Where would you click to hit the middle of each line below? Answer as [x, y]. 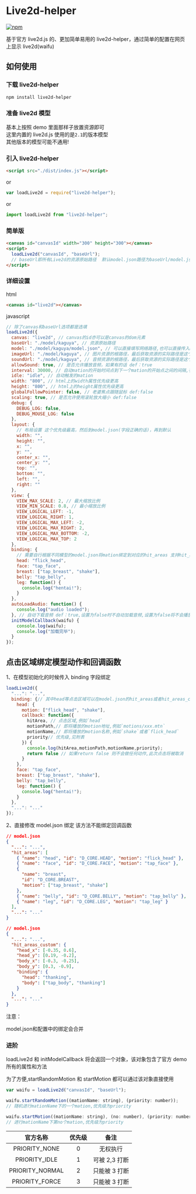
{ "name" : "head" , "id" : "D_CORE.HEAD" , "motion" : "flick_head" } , [100, 858]
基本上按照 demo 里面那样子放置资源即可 [55, 127]
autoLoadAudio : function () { [47, 604]
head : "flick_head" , [41, 561]
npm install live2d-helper [39, 97]
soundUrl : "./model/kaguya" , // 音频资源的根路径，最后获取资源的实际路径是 [97, 359]
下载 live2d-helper [33, 85]
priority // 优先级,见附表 [56, 737]
